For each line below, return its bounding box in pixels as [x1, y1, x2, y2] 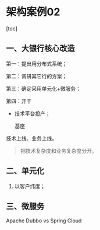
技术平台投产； [14, 109, 51, 117]
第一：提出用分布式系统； [6, 60, 67, 67]
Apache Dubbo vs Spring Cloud [6, 217, 82, 224]
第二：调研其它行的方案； [6, 73, 67, 80]
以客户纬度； [14, 183, 45, 190]
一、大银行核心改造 [6, 43, 75, 53]
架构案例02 [6, 5, 60, 19]
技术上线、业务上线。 [6, 135, 57, 142]
